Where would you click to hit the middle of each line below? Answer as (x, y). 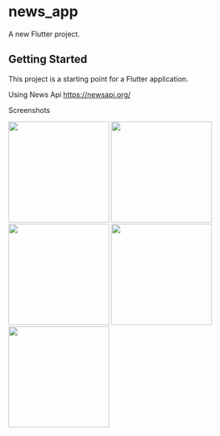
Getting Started (48, 59)
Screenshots (29, 110)
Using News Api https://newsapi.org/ (70, 94)
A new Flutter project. (44, 34)
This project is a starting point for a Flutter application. (98, 78)
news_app (44, 12)
